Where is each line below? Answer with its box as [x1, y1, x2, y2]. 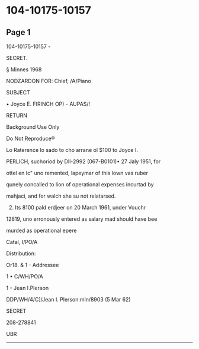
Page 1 [6, 27, 31, 37]
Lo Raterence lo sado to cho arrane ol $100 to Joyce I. [6, 147, 138, 153]
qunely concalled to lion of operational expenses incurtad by [6, 181, 154, 188]
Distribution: [6, 250, 36, 257]
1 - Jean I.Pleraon [6, 284, 49, 291]
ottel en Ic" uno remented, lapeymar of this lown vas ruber [6, 170, 148, 176]
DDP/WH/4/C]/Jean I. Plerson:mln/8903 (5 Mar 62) [6, 296, 131, 303]
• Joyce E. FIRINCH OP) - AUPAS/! [6, 100, 91, 107]
